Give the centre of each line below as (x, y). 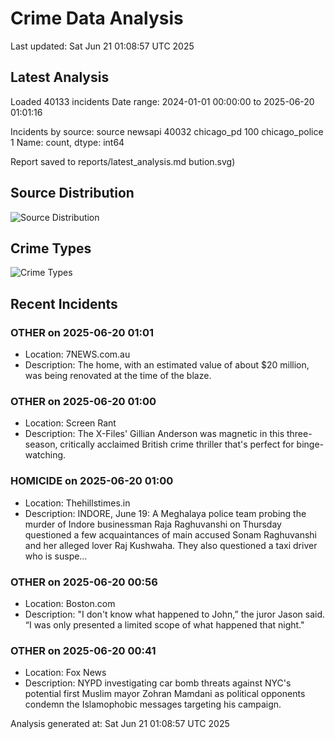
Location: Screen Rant (70, 423)
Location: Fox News (65, 673)
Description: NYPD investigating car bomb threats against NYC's (158, 683)
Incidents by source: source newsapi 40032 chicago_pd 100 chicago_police (167, 131)
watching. (45, 455)
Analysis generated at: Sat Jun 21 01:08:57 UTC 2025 (120, 724)
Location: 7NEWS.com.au (77, 354)
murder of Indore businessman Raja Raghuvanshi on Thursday (153, 524)
